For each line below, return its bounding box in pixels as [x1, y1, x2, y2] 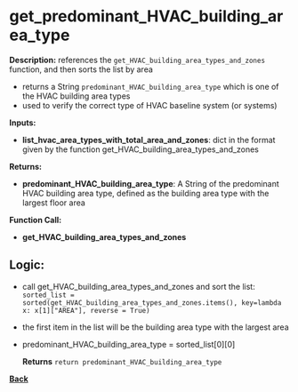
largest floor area [21, 197, 86, 208]
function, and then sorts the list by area [9, 64, 154, 75]
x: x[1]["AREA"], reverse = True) [21, 306, 150, 315]
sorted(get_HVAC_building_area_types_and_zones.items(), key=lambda [21, 298, 282, 308]
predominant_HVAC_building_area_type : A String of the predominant [21, 178, 280, 188]
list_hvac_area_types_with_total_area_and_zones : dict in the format [21, 134, 276, 145]
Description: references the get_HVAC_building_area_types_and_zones [9, 54, 265, 65]
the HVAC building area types [21, 91, 131, 101]
